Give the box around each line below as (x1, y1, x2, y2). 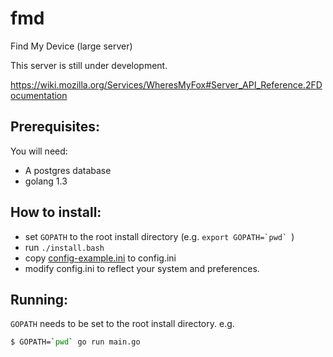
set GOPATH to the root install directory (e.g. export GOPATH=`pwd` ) (24, 230, 295, 242)
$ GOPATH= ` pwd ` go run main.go (10, 337, 141, 347)
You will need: (10, 145, 68, 157)
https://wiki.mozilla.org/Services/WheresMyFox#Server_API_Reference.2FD (10, 78, 323, 91)
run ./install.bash (24, 241, 105, 253)
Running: (10, 291, 69, 308)
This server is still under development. (10, 59, 168, 71)
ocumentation (10, 89, 68, 101)
